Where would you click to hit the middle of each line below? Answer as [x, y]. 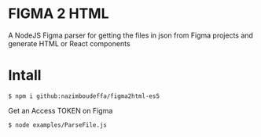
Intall [25, 76]
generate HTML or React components [70, 43]
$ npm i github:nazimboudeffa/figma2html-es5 [84, 96]
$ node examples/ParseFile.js [58, 125]
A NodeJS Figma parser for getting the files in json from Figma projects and [131, 35]
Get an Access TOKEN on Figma [61, 110]
